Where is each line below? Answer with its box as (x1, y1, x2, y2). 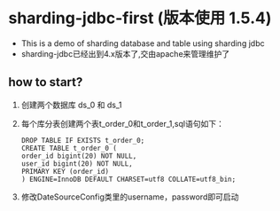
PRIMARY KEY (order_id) (20, 167, 110, 176)
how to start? (8, 74, 83, 90)
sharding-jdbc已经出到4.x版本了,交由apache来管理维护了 (20, 48, 230, 59)
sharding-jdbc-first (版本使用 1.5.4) (8, 8, 272, 28)
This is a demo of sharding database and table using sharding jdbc (20, 37, 265, 49)
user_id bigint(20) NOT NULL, (20, 159, 134, 168)
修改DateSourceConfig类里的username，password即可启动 (20, 191, 239, 202)
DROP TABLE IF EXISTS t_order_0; (20, 136, 145, 145)
